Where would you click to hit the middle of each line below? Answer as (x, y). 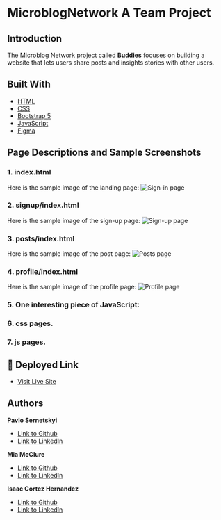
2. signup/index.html (43, 205)
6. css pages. (30, 323)
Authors (25, 404)
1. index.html (29, 172)
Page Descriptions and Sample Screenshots (104, 153)
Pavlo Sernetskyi (32, 420)
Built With (29, 84)
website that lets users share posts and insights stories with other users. (111, 63)
